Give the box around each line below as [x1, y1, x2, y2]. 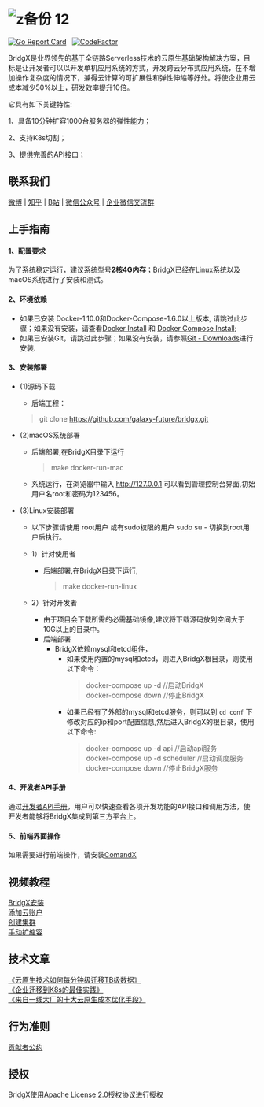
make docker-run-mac [50, 462, 124, 472]
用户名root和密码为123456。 [31, 488, 124, 498]
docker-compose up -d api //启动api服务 [86, 743, 218, 752]
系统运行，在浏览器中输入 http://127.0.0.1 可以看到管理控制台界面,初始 [31, 479, 255, 488]
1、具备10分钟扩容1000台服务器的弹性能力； [8, 116, 152, 125]
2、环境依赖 [8, 294, 47, 303]
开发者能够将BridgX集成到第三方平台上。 [8, 812, 141, 821]
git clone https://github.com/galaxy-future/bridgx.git [38, 414, 209, 423]
